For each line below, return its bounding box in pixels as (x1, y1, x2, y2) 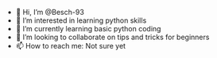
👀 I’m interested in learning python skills (15, 16, 147, 25)
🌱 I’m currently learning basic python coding (15, 24, 161, 33)
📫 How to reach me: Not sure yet (15, 42, 126, 50)
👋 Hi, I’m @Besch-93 (15, 8, 85, 16)
